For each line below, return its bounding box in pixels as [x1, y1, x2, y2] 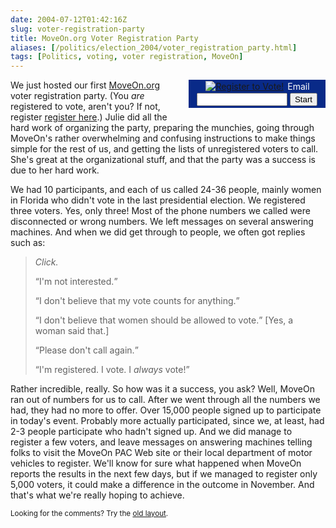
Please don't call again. [38, 344, 135, 356]
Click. [34, 256, 59, 268]
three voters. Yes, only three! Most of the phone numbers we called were [10, 205, 311, 217]
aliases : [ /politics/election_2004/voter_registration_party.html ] [10, 42, 298, 53]
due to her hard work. [10, 164, 100, 176]
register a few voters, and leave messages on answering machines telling [10, 436, 313, 448]
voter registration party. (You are [10, 90, 145, 102]
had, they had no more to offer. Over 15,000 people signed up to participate [10, 404, 322, 416]
